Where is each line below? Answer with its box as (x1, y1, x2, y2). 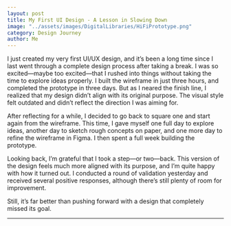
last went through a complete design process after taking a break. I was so (7, 62, 219, 70)
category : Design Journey (7, 29, 81, 37)
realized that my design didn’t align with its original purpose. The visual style (7, 91, 224, 100)
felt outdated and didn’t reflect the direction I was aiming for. (7, 99, 179, 107)
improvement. (7, 184, 47, 192)
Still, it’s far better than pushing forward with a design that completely (7, 197, 204, 205)
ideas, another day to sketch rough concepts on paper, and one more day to (7, 127, 223, 135)
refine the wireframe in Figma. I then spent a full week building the (7, 134, 195, 142)
